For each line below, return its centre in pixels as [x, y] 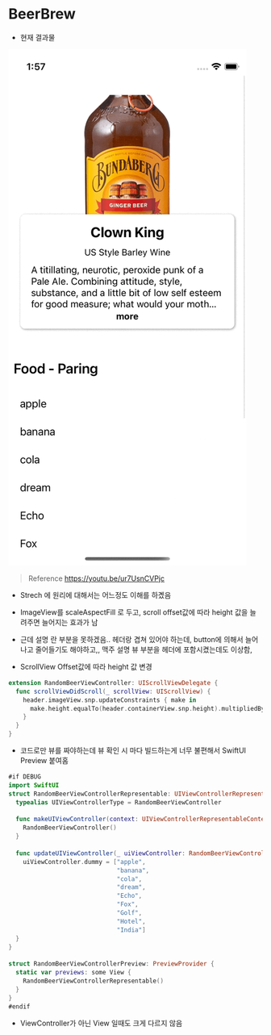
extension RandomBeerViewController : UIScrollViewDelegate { [113, 682]
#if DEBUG [25, 777]
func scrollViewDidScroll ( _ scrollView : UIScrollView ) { [113, 691]
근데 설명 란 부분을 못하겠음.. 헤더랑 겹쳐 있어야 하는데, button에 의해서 [131, 639]
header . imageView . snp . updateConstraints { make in [110, 700]
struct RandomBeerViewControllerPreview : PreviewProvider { [112, 964]
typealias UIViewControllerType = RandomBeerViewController [119, 802]
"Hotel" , [131, 921]
